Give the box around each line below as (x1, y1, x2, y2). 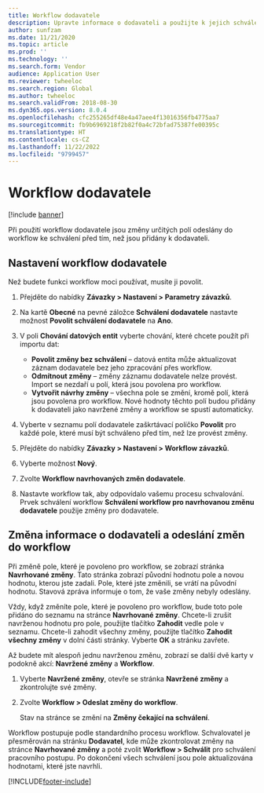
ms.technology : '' (8, 56, 68, 64)
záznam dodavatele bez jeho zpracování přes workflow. (31, 363, 212, 372)
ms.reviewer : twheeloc (8, 77, 82, 85)
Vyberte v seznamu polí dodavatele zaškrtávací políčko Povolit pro (19, 420, 236, 429)
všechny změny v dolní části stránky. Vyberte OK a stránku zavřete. (8, 635, 230, 645)
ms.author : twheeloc (8, 92, 76, 100)
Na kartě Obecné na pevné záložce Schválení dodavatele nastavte (19, 308, 238, 316)
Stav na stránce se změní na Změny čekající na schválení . (19, 712, 210, 722)
